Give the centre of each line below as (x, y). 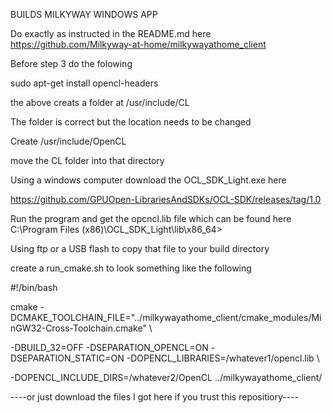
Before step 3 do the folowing (71, 63)
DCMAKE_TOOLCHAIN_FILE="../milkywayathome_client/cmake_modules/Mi (166, 317)
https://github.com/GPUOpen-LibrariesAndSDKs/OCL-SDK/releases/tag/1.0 (166, 199)
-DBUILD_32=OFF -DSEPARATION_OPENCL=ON (109, 347)
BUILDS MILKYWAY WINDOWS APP (84, 14)
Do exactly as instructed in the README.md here (111, 33)
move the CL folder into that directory (87, 160)
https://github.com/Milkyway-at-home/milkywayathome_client (138, 44)
